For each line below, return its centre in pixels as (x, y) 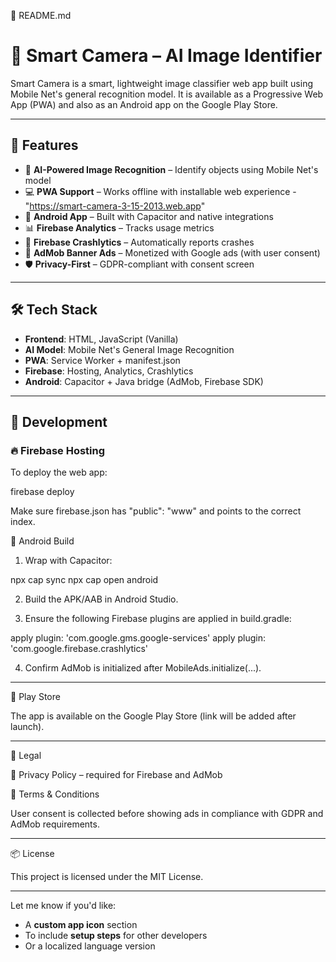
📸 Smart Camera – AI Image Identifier (166, 56)
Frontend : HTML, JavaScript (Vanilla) (101, 339)
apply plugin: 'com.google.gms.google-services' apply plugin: (138, 638)
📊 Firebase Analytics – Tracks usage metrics (119, 227)
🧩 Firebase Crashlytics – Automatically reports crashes (139, 242)
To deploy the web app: (59, 472)
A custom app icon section (81, 925)
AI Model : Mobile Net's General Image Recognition (129, 349)
